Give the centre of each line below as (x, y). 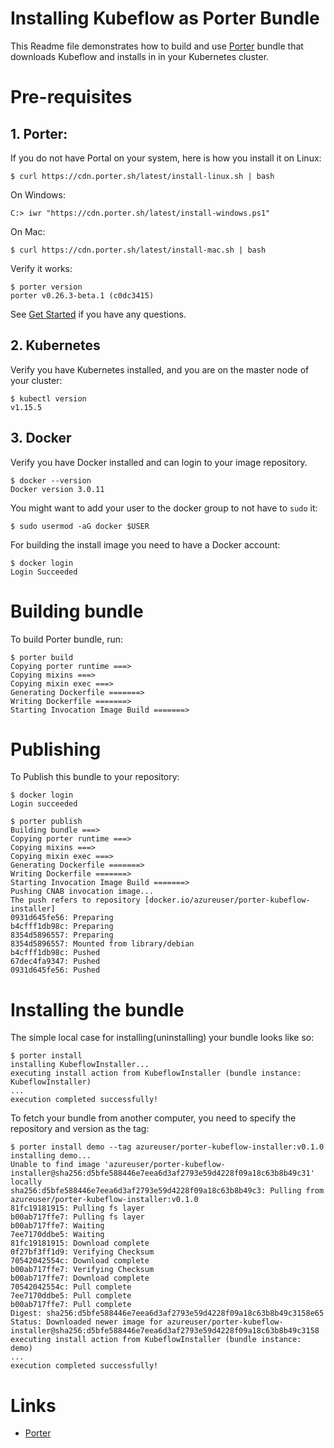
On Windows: (38, 194)
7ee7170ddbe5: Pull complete (71, 1296)
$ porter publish (46, 822)
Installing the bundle (97, 1009)
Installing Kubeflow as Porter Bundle (165, 18)
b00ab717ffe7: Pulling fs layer (77, 1217)
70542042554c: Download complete (80, 1261)
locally (26, 1182)
